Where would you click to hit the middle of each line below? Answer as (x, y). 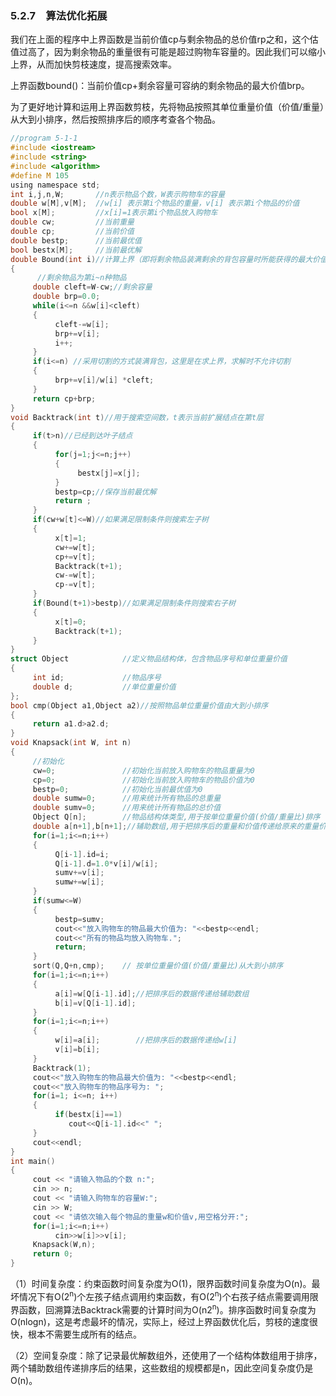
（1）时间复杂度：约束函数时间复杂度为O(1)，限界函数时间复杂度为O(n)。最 (165, 1284)
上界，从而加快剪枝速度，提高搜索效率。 (93, 64)
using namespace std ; (55, 185)
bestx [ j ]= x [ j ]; (109, 473)
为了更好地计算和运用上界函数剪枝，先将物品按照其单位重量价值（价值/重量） (167, 107)
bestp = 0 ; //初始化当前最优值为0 (117, 789)
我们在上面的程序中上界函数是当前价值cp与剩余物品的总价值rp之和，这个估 (164, 39)
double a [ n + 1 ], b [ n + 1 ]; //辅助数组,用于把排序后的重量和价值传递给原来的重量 (176, 827)
